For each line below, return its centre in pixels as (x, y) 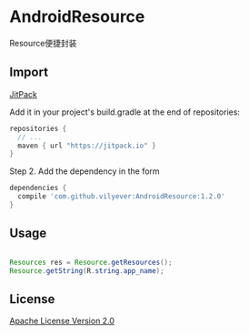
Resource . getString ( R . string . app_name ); (87, 270)
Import (29, 72)
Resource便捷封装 (43, 43)
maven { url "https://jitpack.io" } (87, 146)
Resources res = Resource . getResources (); (91, 262)
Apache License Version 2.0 (62, 321)
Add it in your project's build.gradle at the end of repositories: (125, 112)
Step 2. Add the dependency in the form (85, 171)
